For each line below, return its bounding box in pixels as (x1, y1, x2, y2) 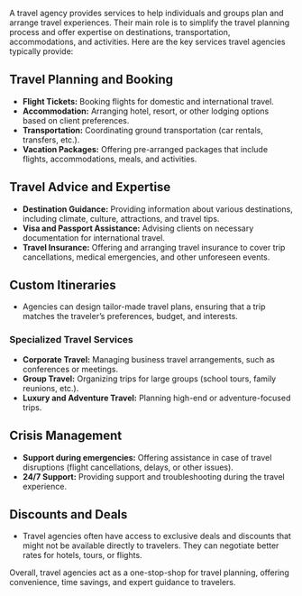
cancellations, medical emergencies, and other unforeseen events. (22, 252, 270, 262)
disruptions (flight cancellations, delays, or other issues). (22, 462, 234, 472)
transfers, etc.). (22, 134, 80, 145)
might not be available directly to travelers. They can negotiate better (22, 540, 279, 551)
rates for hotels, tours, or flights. (22, 550, 142, 561)
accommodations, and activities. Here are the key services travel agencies (9, 36, 286, 47)
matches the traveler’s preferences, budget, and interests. (22, 311, 239, 322)
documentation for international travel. (22, 232, 165, 243)
